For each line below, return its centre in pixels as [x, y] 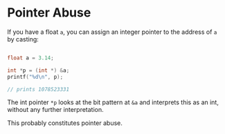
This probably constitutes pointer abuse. [65, 123]
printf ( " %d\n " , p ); [35, 77]
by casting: [23, 39]
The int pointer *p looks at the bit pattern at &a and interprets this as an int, [113, 102]
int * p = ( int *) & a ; [38, 70]
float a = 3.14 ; [30, 58]
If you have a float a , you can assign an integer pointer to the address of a [112, 32]
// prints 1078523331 [38, 89]
